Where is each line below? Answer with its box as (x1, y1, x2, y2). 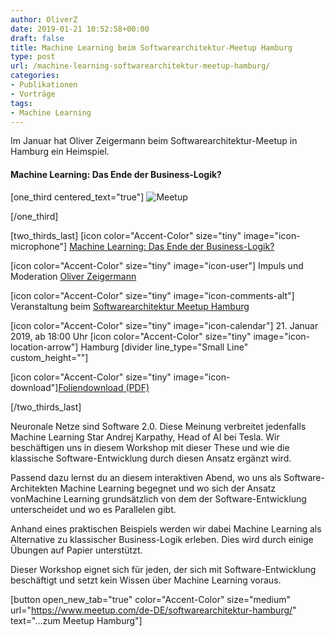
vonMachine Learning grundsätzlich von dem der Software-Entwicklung (10, 492, 307, 505)
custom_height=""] (10, 351, 89, 363)
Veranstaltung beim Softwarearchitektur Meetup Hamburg (10, 300, 250, 312)
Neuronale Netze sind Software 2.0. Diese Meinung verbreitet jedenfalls (10, 420, 307, 432)
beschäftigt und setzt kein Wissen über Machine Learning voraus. (10, 574, 282, 586)
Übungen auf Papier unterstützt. (10, 544, 143, 556)
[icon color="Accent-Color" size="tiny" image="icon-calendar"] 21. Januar (10, 319, 319, 331)
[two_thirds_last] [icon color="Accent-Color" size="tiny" (10, 229, 242, 241)
